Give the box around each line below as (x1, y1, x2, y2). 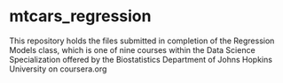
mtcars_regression (9, 6, 152, 26)
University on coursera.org (9, 64, 107, 74)
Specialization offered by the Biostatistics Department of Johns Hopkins (9, 54, 273, 64)
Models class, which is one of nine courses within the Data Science (9, 44, 255, 55)
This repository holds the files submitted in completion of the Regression (9, 35, 275, 46)
